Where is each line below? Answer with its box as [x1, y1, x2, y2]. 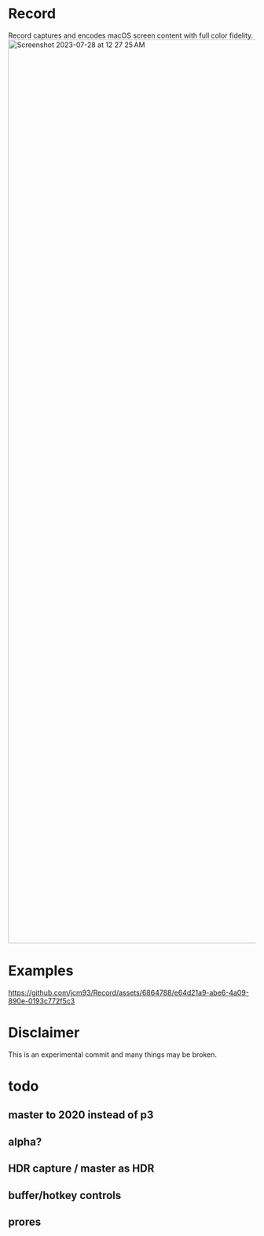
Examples [8, 962, 74, 980]
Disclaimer [8, 1024, 80, 1042]
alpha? [8, 1135, 42, 1148]
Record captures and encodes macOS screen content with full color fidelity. [8, 31, 254, 40]
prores [8, 1215, 42, 1228]
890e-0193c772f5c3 [8, 996, 75, 1006]
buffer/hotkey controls [8, 1188, 122, 1202]
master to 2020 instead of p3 [8, 1109, 154, 1122]
